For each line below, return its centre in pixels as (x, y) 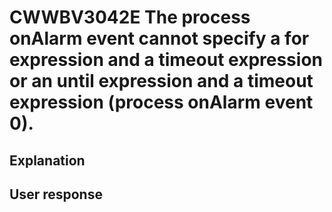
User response (56, 194)
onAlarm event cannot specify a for (159, 38)
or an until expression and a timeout (161, 81)
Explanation (47, 160)
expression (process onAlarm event (161, 102)
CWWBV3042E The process (130, 17)
